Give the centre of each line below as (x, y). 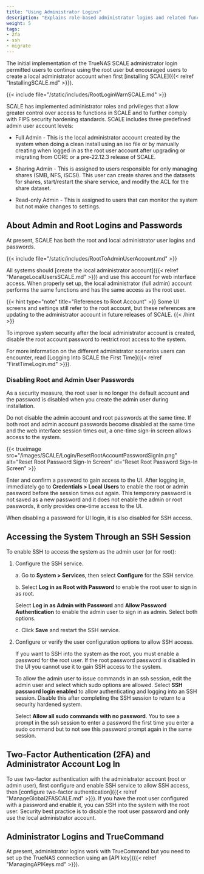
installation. (21, 406)
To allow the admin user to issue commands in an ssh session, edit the (103, 678)
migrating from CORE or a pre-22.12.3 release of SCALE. (85, 157)
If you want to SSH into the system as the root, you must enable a (97, 654)
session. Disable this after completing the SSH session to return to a (100, 697)
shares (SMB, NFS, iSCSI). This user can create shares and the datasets (105, 175)
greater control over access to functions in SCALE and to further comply (97, 113)
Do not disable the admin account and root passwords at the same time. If (99, 417)
